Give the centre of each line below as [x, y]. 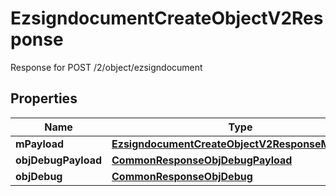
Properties [44, 98]
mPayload [40, 144]
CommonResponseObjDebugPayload [202, 160]
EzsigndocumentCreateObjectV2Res [167, 18]
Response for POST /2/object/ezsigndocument [106, 67]
